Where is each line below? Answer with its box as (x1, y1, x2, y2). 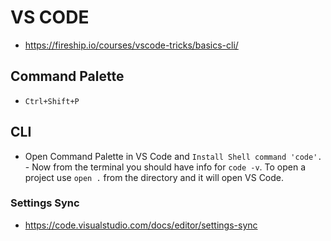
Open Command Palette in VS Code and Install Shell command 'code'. (24, 150, 323, 162)
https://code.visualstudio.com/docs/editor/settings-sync (24, 219, 258, 231)
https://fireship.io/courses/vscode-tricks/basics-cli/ (24, 39, 239, 51)
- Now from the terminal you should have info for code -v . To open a (24, 161, 307, 173)
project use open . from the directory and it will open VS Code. (24, 171, 285, 183)
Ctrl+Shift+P (24, 96, 80, 106)
